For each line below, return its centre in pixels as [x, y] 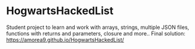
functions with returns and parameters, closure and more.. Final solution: [96, 33]
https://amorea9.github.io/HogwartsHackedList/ [65, 40]
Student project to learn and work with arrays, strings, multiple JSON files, [98, 27]
